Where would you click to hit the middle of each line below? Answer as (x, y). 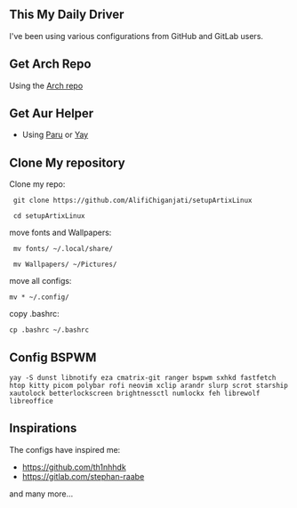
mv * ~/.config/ (39, 297)
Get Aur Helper (52, 113)
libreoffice (31, 401)
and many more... (41, 494)
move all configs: (40, 281)
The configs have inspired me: (65, 449)
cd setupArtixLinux (49, 216)
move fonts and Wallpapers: (60, 233)
